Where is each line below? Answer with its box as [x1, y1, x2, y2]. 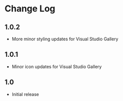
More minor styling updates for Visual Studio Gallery [11, 36, 119, 42]
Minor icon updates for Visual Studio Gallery [11, 63, 102, 70]
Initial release [11, 91, 39, 97]
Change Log [4, 3, 55, 14]
